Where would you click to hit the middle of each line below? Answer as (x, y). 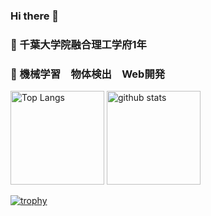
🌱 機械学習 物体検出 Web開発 (88, 74)
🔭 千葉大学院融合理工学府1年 (78, 44)
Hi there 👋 (35, 16)
